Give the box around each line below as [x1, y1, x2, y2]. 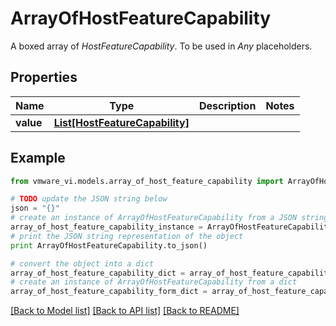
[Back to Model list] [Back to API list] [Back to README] [10, 305, 240, 317]
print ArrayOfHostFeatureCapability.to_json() [10, 240, 208, 251]
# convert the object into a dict [10, 258, 155, 269]
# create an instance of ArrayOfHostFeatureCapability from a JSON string [10, 213, 329, 223]
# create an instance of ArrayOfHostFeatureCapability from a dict [10, 277, 298, 287]
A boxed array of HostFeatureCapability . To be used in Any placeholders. [10, 40, 313, 52]
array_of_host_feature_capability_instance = [10, 222, 203, 232]
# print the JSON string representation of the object [10, 231, 244, 241]
